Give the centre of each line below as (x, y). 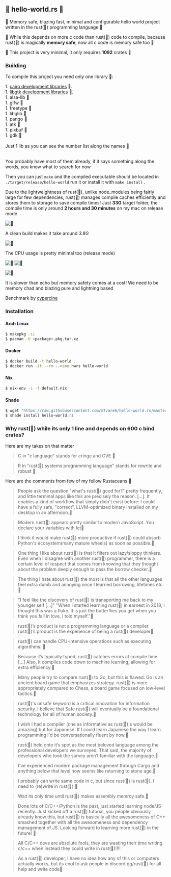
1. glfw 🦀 (14, 103)
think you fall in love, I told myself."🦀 (55, 616)
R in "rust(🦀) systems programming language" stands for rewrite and (90, 466)
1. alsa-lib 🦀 (17, 97)
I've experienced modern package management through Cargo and (88, 766)
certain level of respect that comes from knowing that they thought (88, 564)
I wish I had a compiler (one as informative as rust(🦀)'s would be (85, 724)
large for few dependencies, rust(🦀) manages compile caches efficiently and (85, 197)
